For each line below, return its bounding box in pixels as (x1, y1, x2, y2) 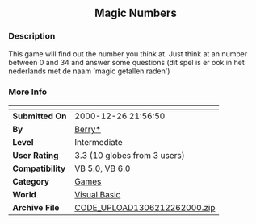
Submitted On (12, 110, 67, 122)
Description (8, 31, 56, 42)
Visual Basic (74, 189, 121, 200)
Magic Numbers (94, 6, 178, 20)
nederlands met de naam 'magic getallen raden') (8, 66, 170, 76)
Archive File (12, 201, 60, 213)
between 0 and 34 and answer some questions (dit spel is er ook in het (8, 57, 245, 67)
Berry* (74, 123, 101, 135)
